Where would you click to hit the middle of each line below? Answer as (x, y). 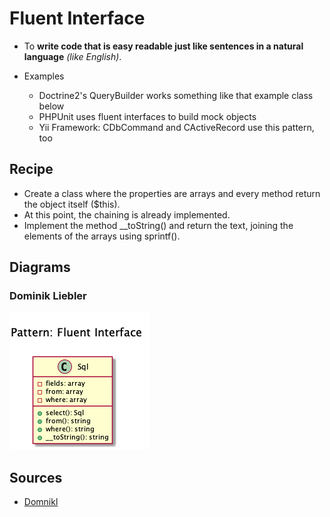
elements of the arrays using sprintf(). (102, 236)
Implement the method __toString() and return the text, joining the (158, 225)
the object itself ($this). (72, 204)
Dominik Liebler (48, 296)
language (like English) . (72, 56)
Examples (44, 76)
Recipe (31, 169)
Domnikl (41, 502)
